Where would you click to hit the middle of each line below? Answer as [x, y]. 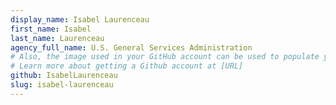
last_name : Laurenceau [57, 38]
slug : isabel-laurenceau [62, 85]
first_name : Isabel [51, 29]
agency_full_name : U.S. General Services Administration [131, 47]
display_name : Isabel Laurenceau [80, 19]
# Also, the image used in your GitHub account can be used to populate [165, 57]
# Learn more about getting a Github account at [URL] [127, 66]
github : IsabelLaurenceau [64, 76]
